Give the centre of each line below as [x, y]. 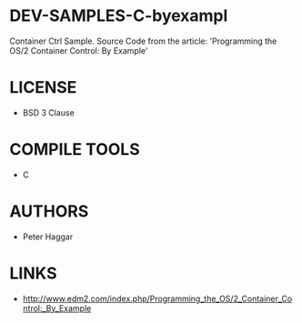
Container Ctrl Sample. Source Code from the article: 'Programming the [143, 41]
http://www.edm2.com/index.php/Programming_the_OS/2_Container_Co [157, 298]
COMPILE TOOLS [75, 150]
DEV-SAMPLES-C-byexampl [119, 16]
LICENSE [43, 88]
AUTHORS [49, 211]
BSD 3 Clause [48, 112]
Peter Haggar [48, 237]
